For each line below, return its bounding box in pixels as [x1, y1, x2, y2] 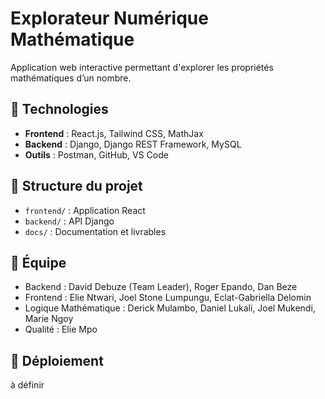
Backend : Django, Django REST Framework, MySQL [24, 138, 242, 150]
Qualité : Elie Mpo [24, 323, 98, 336]
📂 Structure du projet [10, 178, 143, 195]
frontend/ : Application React [24, 204, 146, 216]
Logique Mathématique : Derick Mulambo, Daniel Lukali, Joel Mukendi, [24, 302, 316, 314]
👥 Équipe [10, 254, 67, 271]
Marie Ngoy [24, 313, 74, 325]
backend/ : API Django [24, 215, 115, 227]
